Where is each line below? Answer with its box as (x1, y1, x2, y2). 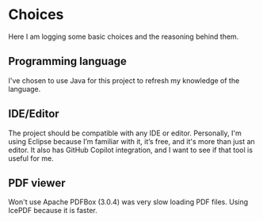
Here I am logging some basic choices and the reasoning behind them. (8, 32, 239, 41)
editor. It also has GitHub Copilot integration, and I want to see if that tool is (8, 145, 253, 154)
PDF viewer (8, 176, 66, 189)
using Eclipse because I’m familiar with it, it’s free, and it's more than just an (8, 136, 255, 146)
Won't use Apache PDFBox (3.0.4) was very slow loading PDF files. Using (8, 197, 249, 207)
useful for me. (8, 153, 54, 163)
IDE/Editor (8, 107, 59, 120)
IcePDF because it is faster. (8, 206, 97, 215)
